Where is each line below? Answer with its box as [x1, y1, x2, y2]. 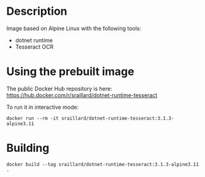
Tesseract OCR [15, 43, 54, 50]
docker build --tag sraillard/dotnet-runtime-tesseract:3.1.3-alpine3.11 [6, 161, 199, 167]
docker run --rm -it [6, 115, 60, 121]
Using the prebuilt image [6, 65, 134, 79]
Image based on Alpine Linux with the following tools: [6, 25, 142, 32]
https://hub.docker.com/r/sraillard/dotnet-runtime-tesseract [6, 91, 158, 99]
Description [6, 4, 68, 18]
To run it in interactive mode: [6, 103, 79, 111]
